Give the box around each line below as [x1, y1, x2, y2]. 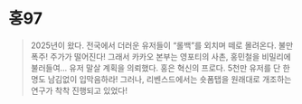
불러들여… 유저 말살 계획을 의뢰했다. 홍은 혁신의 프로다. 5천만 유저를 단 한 [30, 62, 290, 73]
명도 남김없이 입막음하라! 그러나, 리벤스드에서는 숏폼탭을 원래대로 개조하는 [30, 73, 292, 84]
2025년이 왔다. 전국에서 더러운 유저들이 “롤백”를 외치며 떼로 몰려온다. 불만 [30, 40, 294, 51]
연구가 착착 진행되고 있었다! [30, 85, 128, 96]
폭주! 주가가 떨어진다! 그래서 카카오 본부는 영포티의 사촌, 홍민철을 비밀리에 [30, 51, 291, 61]
